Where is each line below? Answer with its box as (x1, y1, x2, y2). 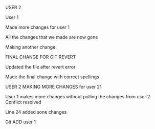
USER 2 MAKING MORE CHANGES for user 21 (5, 84, 102, 90)
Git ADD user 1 (5, 119, 36, 125)
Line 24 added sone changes (5, 109, 67, 115)
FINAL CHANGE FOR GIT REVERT (5, 54, 76, 60)
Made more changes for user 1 (5, 24, 70, 30)
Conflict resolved (5, 99, 42, 105)
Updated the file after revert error (5, 64, 76, 70)
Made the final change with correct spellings (5, 74, 100, 80)
